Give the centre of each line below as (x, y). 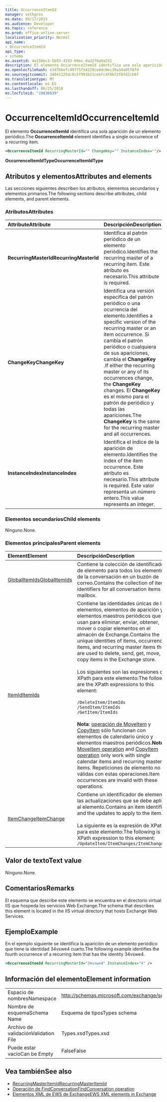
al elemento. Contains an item (111, 807)
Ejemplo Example (32, 932)
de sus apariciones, (126, 353)
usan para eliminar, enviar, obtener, (118, 622)
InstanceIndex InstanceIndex (42, 473)
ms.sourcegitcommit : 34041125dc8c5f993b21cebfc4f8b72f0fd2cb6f (72, 75)
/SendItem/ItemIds (99, 707)
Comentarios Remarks (40, 888)
